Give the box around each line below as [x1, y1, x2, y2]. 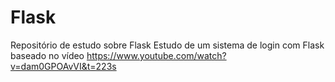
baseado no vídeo [10, 49, 85, 61]
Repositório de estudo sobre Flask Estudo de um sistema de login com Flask [10, 39, 325, 51]
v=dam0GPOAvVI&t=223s [10, 60, 117, 72]
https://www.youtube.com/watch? [86, 49, 227, 61]
